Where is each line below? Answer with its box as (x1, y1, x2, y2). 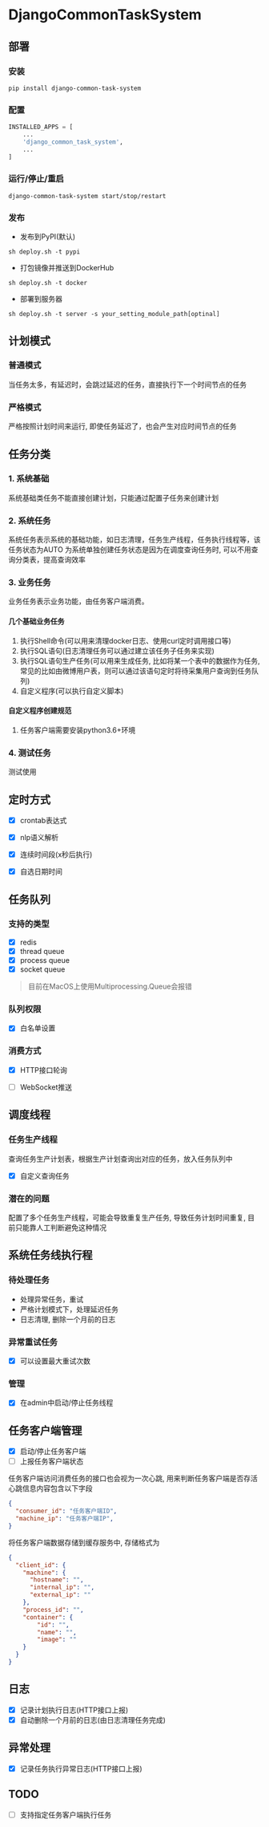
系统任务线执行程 (8, 1248, 93, 1262)
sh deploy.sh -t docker (8, 279, 88, 287)
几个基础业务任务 (8, 616, 65, 626)
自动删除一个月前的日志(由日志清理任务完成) (19, 1715, 166, 1724)
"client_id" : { (15, 1561, 66, 1569)
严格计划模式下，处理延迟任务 (19, 1304, 118, 1313)
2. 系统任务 (8, 515, 51, 526)
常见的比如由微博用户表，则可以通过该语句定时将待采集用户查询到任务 (19, 666, 252, 676)
